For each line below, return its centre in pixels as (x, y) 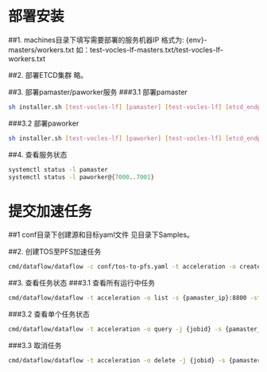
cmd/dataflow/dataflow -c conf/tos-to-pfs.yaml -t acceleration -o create (135, 267)
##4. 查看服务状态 (38, 154)
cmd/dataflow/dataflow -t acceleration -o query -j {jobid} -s (115, 329)
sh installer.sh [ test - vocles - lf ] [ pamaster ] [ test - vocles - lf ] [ (119, 107)
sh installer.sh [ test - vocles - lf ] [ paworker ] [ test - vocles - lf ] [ (119, 138)
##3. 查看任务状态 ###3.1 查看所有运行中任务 (82, 283)
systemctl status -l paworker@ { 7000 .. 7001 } (81, 177)
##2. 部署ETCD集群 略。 (48, 75)
